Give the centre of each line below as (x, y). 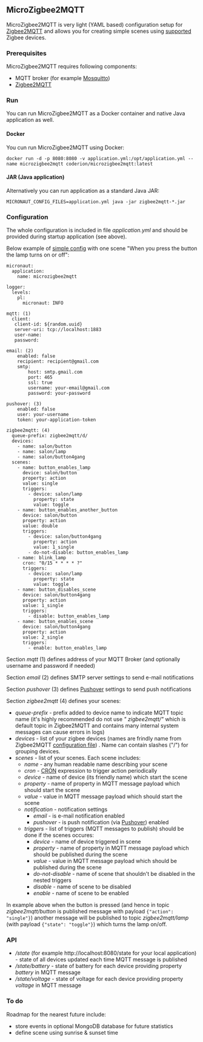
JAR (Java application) (35, 177)
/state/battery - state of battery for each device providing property (98, 966)
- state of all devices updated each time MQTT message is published (101, 960)
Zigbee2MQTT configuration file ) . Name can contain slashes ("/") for (101, 745)
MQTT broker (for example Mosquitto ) (62, 78)
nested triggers (52, 880)
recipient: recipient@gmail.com (58, 361)
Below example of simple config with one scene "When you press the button (102, 249)
